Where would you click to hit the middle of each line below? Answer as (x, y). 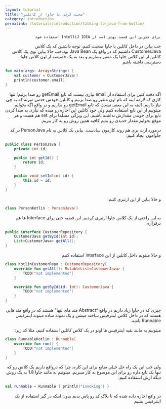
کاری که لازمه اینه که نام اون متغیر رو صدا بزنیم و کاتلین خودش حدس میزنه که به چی (83, 99)
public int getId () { (36, 158)
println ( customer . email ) (40, 80)
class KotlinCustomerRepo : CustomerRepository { (56, 264)
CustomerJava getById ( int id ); (46, 237)
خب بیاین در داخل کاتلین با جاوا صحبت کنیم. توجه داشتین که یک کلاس (98, 46)
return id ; (34, 163)
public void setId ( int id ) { (44, 176)
